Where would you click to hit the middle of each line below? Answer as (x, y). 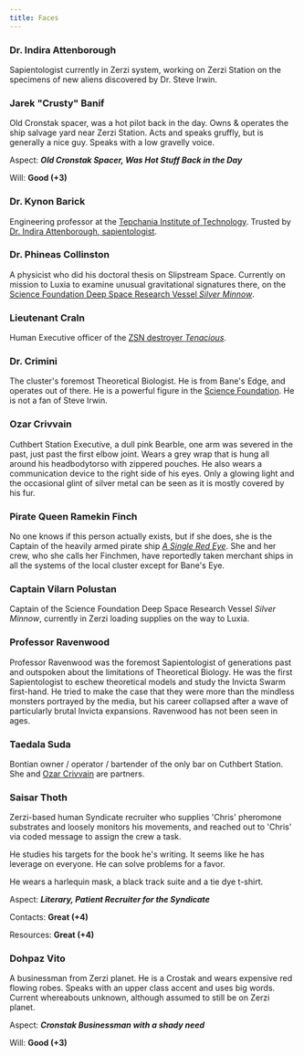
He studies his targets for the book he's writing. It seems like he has (137, 854)
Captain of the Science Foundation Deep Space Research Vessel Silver (143, 609)
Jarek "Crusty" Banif (57, 103)
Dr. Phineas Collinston (59, 255)
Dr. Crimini (33, 362)
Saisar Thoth (39, 797)
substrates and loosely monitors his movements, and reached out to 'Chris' (151, 827)
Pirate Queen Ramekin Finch (73, 516)
